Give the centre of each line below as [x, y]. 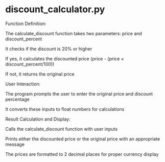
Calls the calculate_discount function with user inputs [62, 129]
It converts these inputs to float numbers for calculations [65, 109]
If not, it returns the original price [40, 74]
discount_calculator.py [55, 9]
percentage [17, 99]
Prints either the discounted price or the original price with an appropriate [83, 138]
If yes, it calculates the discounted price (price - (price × [65, 59]
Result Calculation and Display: [38, 119]
